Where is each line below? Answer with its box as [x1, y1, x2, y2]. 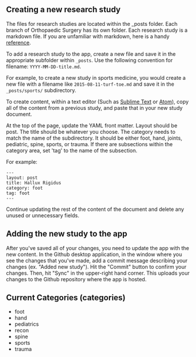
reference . [6, 39, 31, 46]
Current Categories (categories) [6, 293, 126, 303]
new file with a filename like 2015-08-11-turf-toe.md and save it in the [6, 80, 174, 87]
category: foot [6, 185, 43, 191]
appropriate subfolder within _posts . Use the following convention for [6, 56, 173, 63]
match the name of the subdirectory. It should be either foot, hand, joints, [6, 134, 183, 142]
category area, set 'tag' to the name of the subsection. [6, 147, 137, 154]
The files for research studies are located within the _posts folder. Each [6, 20, 178, 27]
